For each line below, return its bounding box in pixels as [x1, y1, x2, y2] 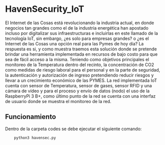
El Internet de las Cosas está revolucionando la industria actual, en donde [5, 20, 154, 26]
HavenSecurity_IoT [5, 3, 85, 15]
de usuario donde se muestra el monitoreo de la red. [5, 98, 112, 104]
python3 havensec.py [14, 135, 56, 140]
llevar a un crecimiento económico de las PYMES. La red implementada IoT [5, 77, 158, 83]
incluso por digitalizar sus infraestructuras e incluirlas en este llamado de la [5, 30, 159, 36]
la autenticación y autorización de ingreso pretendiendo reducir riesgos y [5, 72, 154, 78]
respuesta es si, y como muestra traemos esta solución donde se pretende [5, 46, 157, 52]
